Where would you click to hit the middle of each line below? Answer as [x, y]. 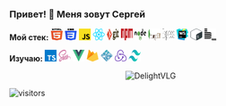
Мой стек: [29, 37]
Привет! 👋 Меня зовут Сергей [78, 14]
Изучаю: [26, 59]
